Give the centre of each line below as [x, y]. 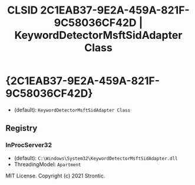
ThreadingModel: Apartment [47, 164]
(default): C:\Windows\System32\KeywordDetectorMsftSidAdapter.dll [96, 158]
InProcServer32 [29, 145]
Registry [22, 128]
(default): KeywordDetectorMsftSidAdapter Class [72, 110]
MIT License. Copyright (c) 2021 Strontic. [55, 176]
